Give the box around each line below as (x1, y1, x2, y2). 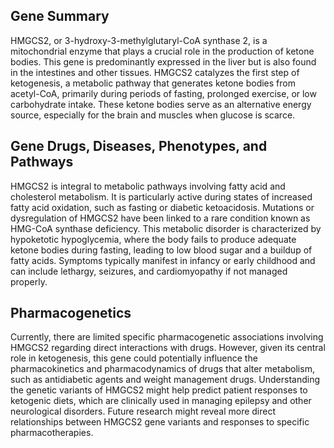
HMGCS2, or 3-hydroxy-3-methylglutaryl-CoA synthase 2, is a (10, 34, 268, 46)
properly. (10, 275, 48, 288)
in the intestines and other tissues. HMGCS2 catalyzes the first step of (10, 66, 300, 78)
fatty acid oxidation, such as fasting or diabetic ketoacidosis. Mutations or (10, 201, 315, 213)
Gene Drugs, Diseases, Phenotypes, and (10, 138, 268, 155)
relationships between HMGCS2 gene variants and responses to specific (10, 416, 310, 428)
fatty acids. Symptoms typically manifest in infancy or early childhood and (10, 254, 316, 266)
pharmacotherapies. (10, 427, 94, 439)
